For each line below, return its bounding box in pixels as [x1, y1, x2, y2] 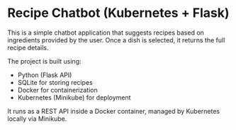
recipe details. [7, 43, 49, 52]
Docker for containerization [17, 85, 98, 94]
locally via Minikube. [7, 114, 67, 123]
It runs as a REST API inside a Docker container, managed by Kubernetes [7, 107, 220, 115]
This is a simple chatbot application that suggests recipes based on [7, 28, 204, 37]
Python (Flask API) [17, 71, 72, 79]
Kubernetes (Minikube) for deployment [17, 93, 131, 102]
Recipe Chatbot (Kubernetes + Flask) [7, 5, 230, 21]
